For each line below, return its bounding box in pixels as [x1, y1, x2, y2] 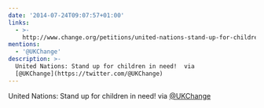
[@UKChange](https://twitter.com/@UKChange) [15, 70, 163, 77]
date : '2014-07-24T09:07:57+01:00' [8, 11, 125, 20]
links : [8, 19, 30, 27]
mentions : [8, 41, 41, 49]
